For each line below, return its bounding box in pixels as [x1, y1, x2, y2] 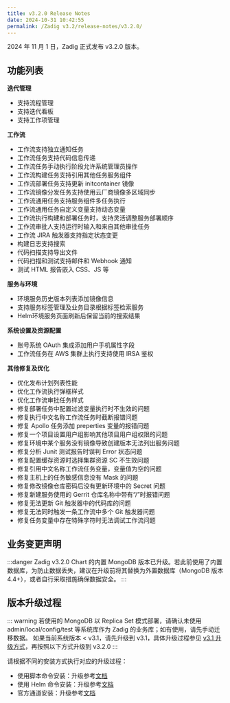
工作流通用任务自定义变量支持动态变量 [16, 205, 126, 214]
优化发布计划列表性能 [16, 379, 78, 387]
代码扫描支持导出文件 [16, 248, 78, 256]
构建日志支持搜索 [16, 240, 66, 248]
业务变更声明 [7, 538, 62, 550]
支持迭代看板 [16, 107, 54, 115]
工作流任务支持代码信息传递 [16, 154, 96, 162]
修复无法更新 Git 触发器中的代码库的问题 [16, 499, 132, 507]
